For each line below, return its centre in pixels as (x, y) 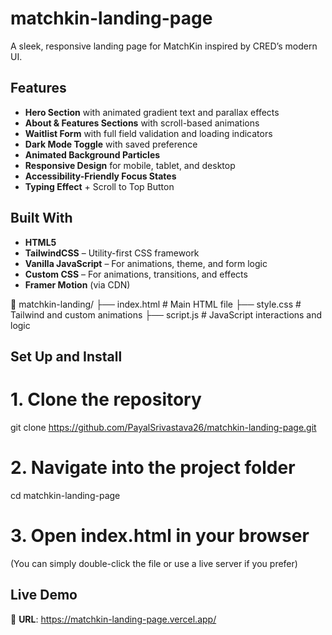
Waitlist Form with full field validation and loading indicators (148, 133)
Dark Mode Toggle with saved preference (111, 144)
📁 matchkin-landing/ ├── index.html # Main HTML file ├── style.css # (156, 304)
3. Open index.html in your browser (160, 536)
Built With (41, 218)
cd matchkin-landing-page (65, 495)
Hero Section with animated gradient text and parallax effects (152, 112)
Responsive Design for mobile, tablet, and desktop (130, 165)
